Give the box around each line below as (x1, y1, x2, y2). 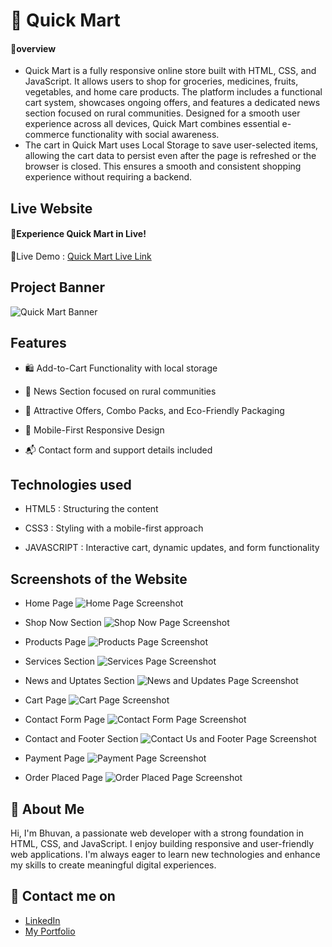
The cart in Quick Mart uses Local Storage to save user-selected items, (24, 139, 319, 151)
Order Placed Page (24, 772, 103, 784)
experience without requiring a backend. (24, 171, 193, 183)
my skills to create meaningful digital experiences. (10, 859, 217, 871)
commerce (24, 129, 70, 141)
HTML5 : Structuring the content (24, 503, 159, 515)
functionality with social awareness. (71, 129, 220, 141)
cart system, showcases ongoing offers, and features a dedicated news (24, 97, 321, 109)
